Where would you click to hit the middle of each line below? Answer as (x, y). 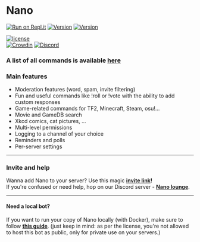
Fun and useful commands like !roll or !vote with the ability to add (95, 96)
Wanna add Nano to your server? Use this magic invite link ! (79, 180)
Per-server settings (38, 146)
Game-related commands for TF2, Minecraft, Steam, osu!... (87, 109)
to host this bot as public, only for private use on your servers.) (83, 232)
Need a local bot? (28, 206)
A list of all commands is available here (63, 60)
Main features (27, 76)
